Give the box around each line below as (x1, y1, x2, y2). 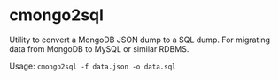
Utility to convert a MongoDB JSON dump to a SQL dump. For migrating (9, 34, 271, 45)
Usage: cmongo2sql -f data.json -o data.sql (9, 61, 176, 71)
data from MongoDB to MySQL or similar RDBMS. (9, 43, 190, 54)
